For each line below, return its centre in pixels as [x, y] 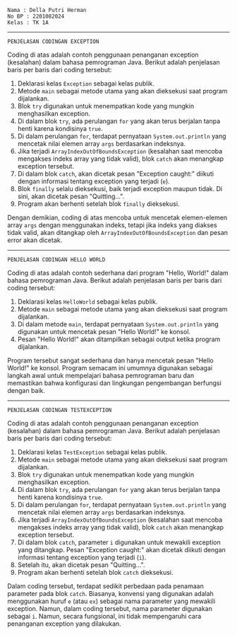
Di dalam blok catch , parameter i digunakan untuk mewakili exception [119, 542]
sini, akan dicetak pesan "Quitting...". [71, 196]
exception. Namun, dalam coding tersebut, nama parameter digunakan [110, 608]
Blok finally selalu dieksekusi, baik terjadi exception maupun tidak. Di [120, 189]
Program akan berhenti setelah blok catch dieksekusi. [96, 572]
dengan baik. [26, 390]
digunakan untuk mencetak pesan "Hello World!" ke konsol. [104, 332]
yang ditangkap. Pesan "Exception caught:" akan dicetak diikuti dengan [121, 550]
